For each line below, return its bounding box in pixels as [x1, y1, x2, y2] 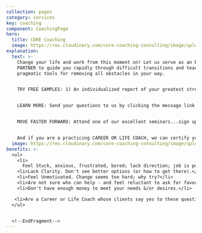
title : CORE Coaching [11, 37, 66, 43]
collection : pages [6, 8, 52, 15]
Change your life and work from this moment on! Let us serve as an [17, 59, 192, 65]
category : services [6, 14, 55, 20]
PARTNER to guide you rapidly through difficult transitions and [17, 64, 185, 71]
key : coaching [6, 20, 42, 26]
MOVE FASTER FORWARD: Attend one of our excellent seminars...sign [17, 119, 189, 125]
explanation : [6, 48, 39, 54]
